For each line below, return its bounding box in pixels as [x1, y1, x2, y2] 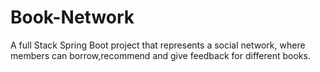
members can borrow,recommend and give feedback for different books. [10, 49, 311, 61]
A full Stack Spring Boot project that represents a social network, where [10, 39, 306, 51]
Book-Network [10, 6, 135, 29]
